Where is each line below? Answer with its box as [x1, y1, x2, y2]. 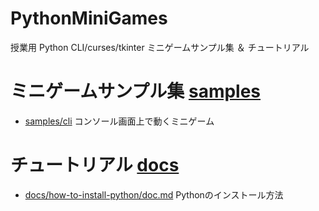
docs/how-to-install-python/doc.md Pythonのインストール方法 [24, 188, 284, 201]
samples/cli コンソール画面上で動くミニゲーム [24, 115, 215, 127]
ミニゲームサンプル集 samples [10, 80, 262, 103]
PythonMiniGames [10, 7, 168, 30]
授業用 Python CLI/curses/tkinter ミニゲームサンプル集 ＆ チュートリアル [10, 41, 310, 53]
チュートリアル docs [10, 154, 180, 177]
